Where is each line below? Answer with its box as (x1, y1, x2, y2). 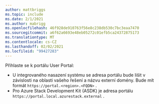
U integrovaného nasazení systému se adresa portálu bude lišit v (12, 72, 146, 78)
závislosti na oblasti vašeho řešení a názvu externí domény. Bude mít (12, 77, 154, 83)
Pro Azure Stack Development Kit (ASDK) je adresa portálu (12, 88, 134, 94)
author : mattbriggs (5, 7, 46, 12)
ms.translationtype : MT (5, 35, 55, 40)
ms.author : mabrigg (5, 21, 46, 26)
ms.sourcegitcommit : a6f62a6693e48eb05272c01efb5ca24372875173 (5, 30, 140, 35)
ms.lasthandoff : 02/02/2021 (5, 44, 64, 49)
